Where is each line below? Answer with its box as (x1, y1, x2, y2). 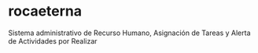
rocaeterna (8, 2, 83, 20)
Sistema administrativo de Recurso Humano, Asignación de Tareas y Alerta (8, 28, 251, 37)
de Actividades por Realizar (8, 36, 98, 45)
